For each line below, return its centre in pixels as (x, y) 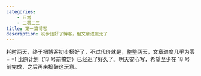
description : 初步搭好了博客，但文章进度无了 (57, 34)
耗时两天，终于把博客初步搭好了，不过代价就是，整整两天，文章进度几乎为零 (100, 52)
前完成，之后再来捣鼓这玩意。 (43, 67)
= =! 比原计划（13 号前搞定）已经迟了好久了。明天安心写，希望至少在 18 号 (98, 59)
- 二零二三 (29, 23)
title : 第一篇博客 (27, 28)
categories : (21, 12)
